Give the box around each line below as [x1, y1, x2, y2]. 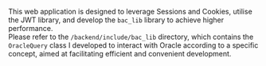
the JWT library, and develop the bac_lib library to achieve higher [8, 15, 225, 25]
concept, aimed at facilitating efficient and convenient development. [8, 49, 232, 58]
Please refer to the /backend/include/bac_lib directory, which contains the [8, 32, 254, 41]
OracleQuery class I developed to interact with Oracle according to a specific [8, 41, 259, 50]
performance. [8, 24, 53, 33]
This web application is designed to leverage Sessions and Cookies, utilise [8, 7, 252, 16]
